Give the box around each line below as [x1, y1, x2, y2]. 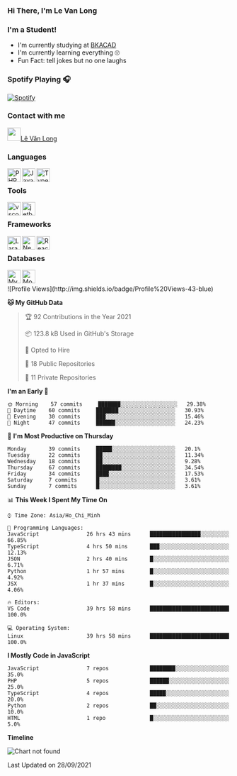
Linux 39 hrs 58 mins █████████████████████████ [7, 633, 230, 640]
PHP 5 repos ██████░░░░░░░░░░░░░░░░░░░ [7, 677, 230, 684]
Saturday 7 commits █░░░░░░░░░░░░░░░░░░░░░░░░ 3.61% [7, 477, 201, 484]
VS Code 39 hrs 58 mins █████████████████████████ [7, 605, 230, 612]
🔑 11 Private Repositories [24, 373, 97, 382]
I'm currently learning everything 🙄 [17, 48, 120, 57]
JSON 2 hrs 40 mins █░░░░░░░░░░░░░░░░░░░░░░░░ [7, 555, 230, 562]
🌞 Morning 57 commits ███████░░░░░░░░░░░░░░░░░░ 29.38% [7, 401, 207, 408]
